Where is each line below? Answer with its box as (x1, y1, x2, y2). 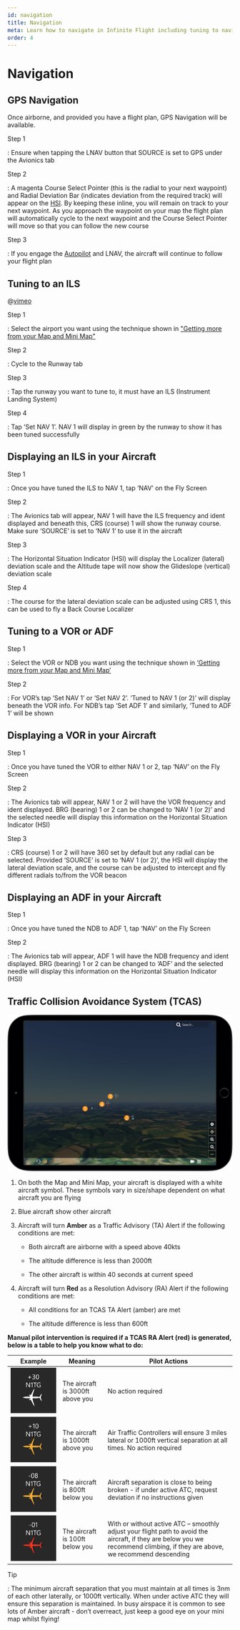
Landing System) (7, 395, 58, 404)
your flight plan (7, 257, 52, 266)
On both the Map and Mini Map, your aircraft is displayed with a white (17, 1178, 223, 1187)
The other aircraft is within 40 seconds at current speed (28, 1271, 194, 1279)
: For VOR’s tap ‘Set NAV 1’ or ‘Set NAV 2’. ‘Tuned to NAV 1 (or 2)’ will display (7, 693, 231, 702)
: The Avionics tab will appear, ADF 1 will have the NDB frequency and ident (7, 952, 229, 960)
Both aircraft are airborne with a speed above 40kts (28, 1243, 181, 1251)
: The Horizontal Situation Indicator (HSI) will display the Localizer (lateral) (7, 554, 225, 562)
